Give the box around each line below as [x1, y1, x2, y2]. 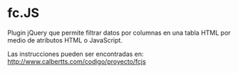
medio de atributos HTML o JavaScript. [7, 35, 123, 44]
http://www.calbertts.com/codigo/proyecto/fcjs [7, 57, 146, 65]
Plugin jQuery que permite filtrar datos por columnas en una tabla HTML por [7, 28, 231, 37]
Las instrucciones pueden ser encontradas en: [7, 50, 144, 58]
